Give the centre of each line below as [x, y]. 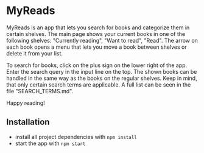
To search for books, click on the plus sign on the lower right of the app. [97, 65]
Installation [28, 122]
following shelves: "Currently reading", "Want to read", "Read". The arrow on [102, 40]
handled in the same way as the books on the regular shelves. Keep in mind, [102, 78]
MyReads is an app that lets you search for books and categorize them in [98, 27]
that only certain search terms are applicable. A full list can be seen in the [99, 84]
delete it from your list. [34, 53]
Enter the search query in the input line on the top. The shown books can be [102, 71]
